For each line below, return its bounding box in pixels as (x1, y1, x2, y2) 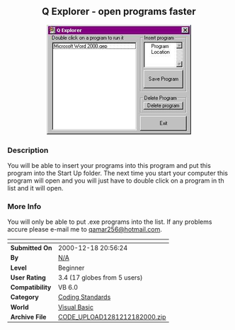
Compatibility (10, 283, 52, 292)
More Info (7, 202, 42, 212)
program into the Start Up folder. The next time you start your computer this (7, 169, 229, 178)
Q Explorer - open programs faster (42, 6, 196, 18)
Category (10, 293, 39, 302)
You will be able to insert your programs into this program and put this (7, 161, 211, 170)
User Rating (10, 273, 46, 282)
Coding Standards (57, 293, 111, 302)
